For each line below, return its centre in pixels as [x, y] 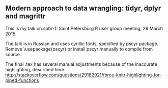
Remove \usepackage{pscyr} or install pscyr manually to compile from [79, 49]
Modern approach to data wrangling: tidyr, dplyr [83, 8]
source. [13, 54]
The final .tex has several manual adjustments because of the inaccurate [81, 64]
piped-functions [22, 80]
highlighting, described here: [35, 69]
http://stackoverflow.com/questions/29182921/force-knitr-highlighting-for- [83, 75]
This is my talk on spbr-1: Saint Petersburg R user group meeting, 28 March [84, 28]
